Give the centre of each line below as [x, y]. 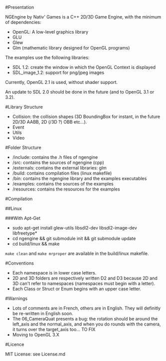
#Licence [15, 344]
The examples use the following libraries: [47, 57]
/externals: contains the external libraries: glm [60, 168]
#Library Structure [24, 107]
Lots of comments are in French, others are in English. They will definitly [86, 308]
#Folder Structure [23, 147]
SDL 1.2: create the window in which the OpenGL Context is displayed [84, 67]
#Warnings [16, 298]
